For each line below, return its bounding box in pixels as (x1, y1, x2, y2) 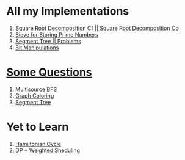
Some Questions (6, 65, 93, 79)
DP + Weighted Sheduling (15, 147, 81, 154)
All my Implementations (6, 4, 129, 18)
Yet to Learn (6, 120, 69, 134)
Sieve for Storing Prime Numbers (15, 31, 99, 38)
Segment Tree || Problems (15, 37, 81, 45)
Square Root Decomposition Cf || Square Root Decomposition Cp (15, 24, 179, 32)
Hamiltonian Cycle (15, 140, 62, 147)
